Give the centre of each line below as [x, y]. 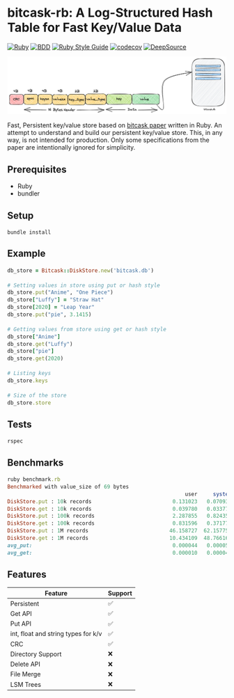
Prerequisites [37, 169]
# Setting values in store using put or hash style [84, 285]
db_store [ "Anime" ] [34, 336]
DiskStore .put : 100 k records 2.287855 [102, 516]
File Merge [25, 674]
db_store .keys [28, 381]
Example [26, 254]
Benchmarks [36, 462]
